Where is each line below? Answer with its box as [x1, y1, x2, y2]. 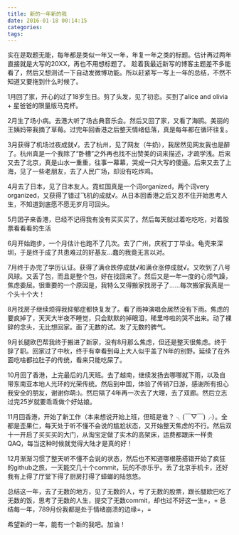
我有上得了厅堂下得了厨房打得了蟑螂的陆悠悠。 [7, 472, 144, 481]
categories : [7, 23, 43, 31]
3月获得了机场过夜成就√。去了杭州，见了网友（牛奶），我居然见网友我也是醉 [7, 140, 230, 149]
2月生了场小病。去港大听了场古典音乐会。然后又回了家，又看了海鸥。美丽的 [7, 117, 230, 125]
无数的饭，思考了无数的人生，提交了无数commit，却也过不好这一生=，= [7, 496, 218, 505]
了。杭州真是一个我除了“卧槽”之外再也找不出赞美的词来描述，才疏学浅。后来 [7, 149, 231, 158]
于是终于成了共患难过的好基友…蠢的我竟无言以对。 [19, 248, 169, 257]
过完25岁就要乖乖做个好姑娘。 [7, 398, 96, 406]
